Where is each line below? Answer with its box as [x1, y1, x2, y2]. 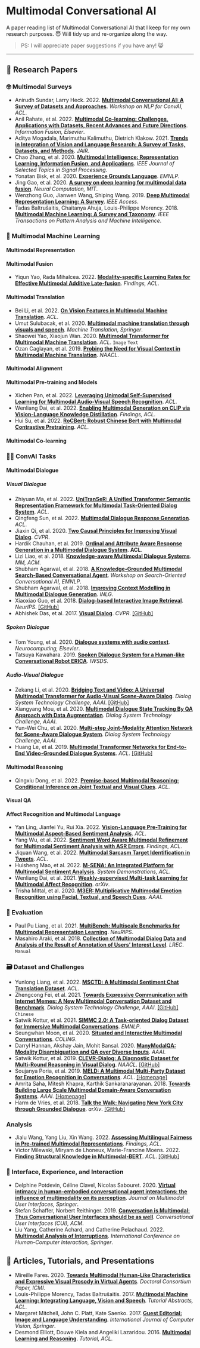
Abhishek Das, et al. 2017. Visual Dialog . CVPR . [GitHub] [14, 610, 154, 617]
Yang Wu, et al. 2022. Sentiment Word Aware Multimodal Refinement [14, 836, 189, 843]
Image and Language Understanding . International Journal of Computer [14, 1316, 194, 1324]
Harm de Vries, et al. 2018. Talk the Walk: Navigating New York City [14, 1099, 183, 1106]
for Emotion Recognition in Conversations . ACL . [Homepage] [14, 1073, 168, 1080]
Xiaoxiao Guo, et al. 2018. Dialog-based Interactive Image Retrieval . [14, 597, 183, 604]
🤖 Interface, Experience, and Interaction [6, 1168, 124, 1176]
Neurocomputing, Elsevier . [14, 645, 80, 652]
